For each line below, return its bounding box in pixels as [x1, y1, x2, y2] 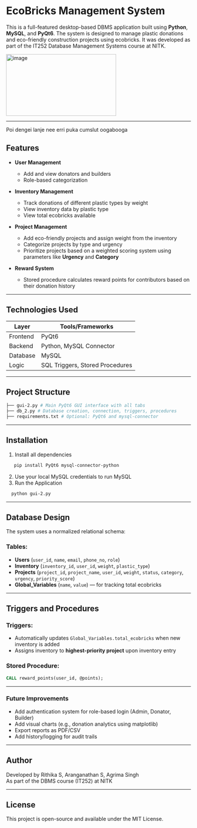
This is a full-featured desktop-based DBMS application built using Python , [6, 24, 188, 31]
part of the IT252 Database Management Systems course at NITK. [6, 42, 166, 49]
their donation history [23, 282, 76, 289]
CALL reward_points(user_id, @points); [6, 675, 104, 681]
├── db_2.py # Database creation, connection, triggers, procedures [6, 408, 177, 414]
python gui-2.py [11, 490, 51, 496]
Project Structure [6, 387, 70, 397]
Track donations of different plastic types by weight [23, 199, 148, 206]
